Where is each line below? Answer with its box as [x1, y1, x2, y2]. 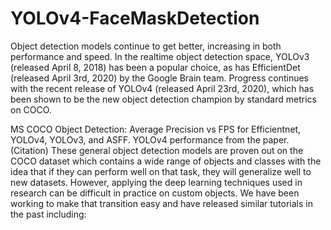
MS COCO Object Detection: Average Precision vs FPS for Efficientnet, [10, 123, 302, 135]
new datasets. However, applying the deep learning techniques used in [10, 176, 303, 188]
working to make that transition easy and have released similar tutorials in [10, 197, 313, 209]
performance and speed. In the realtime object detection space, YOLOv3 [10, 50, 310, 62]
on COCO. [10, 103, 52, 116]
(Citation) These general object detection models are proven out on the [10, 144, 304, 156]
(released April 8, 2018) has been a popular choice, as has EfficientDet [10, 61, 301, 73]
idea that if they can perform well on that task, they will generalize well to [10, 165, 312, 177]
